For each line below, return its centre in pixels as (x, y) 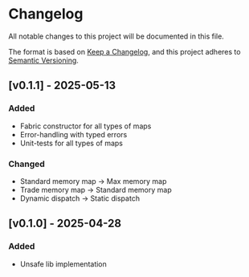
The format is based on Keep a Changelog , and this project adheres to (124, 51)
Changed (27, 164)
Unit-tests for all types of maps (71, 143)
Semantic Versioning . (43, 60)
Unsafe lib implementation (63, 264)
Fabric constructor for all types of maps (86, 126)
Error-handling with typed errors (73, 134)
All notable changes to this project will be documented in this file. (116, 36)
